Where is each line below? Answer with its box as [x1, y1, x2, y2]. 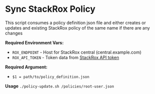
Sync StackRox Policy [5, 3, 96, 15]
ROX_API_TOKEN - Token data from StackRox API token [12, 54, 119, 60]
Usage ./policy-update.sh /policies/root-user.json [5, 83, 114, 89]
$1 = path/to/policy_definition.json [12, 74, 90, 79]
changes [5, 30, 23, 36]
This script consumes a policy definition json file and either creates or [5, 20, 146, 26]
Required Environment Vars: [5, 39, 64, 45]
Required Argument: [5, 64, 48, 70]
